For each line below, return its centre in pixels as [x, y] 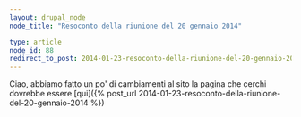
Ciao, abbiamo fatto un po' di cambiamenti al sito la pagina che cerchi [138, 84]
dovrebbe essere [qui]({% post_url [73, 94]
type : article [36, 42]
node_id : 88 [31, 50]
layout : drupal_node [48, 17]
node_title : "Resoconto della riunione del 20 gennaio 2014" [126, 26]
